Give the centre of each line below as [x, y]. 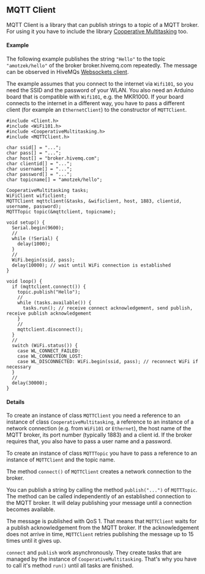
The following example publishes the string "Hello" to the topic [86, 59]
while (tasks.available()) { [54, 303]
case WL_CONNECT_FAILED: [49, 351]
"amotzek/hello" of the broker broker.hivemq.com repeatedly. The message [102, 65]
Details [16, 402]
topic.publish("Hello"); [49, 292]
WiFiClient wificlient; [37, 196]
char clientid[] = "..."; [39, 164]
